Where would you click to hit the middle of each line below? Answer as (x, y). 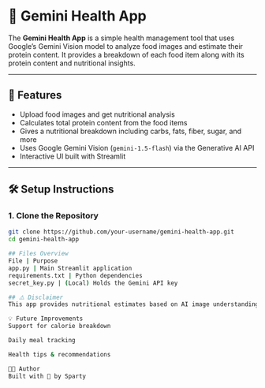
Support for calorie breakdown (60, 326)
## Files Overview (38, 254)
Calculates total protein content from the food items (103, 122)
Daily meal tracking (42, 341)
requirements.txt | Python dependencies (76, 275)
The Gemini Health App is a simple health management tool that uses (121, 38)
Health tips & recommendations (60, 354)
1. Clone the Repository (53, 216)
